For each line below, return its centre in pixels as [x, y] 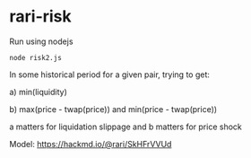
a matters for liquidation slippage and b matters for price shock [125, 127]
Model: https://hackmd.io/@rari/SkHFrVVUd [91, 144]
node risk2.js [36, 57]
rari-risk [40, 17]
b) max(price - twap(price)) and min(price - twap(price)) [113, 109]
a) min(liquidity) [38, 92]
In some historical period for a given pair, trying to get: [110, 75]
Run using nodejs [41, 41]
